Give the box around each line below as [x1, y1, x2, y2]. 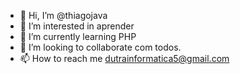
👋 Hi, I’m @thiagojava [19, 10, 108, 21]
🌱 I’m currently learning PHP [19, 31, 137, 42]
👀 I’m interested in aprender [19, 20, 135, 32]
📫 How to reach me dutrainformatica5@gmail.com [19, 53, 230, 64]
